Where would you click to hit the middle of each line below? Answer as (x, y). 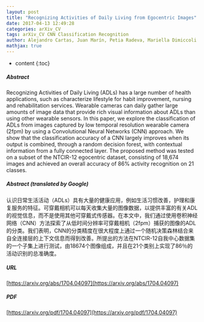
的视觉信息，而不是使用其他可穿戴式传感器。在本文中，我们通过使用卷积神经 (102, 215)
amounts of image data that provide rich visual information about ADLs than (101, 112)
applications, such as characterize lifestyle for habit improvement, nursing (99, 99)
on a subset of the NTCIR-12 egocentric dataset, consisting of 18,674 (93, 157)
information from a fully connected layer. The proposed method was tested (100, 150)
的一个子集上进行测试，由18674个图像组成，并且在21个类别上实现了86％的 (100, 246)
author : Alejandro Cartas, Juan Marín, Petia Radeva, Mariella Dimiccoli (102, 40)
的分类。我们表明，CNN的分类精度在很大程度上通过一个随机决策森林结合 (97, 230)
